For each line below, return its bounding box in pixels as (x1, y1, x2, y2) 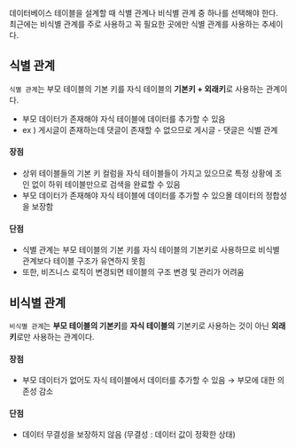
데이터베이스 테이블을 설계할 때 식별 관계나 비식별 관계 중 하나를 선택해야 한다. (9, 8, 279, 18)
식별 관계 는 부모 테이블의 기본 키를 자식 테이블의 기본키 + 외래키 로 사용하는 (9, 83, 264, 94)
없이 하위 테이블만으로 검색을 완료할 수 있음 (31, 179, 181, 190)
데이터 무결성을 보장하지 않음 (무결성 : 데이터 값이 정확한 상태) (21, 429, 237, 440)
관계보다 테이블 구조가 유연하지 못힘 (21, 255, 146, 266)
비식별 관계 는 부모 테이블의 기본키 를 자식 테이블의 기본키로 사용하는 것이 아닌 (9, 320, 269, 331)
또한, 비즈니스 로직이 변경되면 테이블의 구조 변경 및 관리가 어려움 (21, 267, 245, 278)
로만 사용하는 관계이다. (16, 332, 95, 342)
